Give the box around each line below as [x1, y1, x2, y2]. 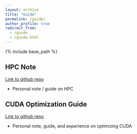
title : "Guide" [5, 12, 37, 17]
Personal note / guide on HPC [12, 85, 74, 92]
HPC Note [5, 63, 36, 71]
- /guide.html [9, 35, 39, 40]
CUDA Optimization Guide [5, 100, 87, 109]
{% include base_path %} [5, 48, 58, 55]
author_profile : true [5, 21, 50, 26]
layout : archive [5, 7, 39, 12]
